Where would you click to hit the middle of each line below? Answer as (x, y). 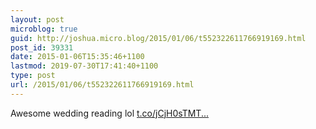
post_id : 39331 (42, 47)
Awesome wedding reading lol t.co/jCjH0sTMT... (110, 113)
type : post (33, 76)
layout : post (37, 19)
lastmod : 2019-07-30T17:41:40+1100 (84, 66)
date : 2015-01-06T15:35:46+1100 (77, 57)
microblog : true (44, 29)
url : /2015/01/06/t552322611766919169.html (102, 85)
